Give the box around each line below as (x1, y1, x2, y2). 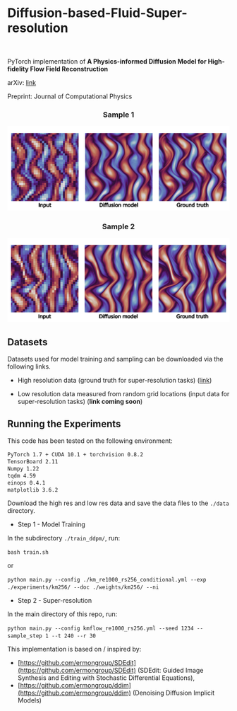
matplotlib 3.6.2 (7, 487, 59, 494)
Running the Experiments (7, 417, 121, 429)
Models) (17, 696, 42, 705)
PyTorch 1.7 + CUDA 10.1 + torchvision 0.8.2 (7, 451, 143, 458)
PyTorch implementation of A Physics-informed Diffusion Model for (7, 57, 207, 65)
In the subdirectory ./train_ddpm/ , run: (7, 534, 121, 543)
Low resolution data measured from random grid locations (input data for (17, 390, 230, 398)
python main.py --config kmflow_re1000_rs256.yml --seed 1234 (7, 625, 194, 632)
